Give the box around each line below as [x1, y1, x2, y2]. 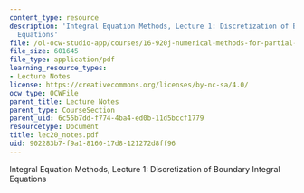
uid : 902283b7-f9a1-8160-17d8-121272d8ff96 [9, 139, 176, 148]
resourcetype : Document [9, 123, 100, 132]
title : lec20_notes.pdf [9, 131, 100, 140]
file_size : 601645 [9, 47, 79, 56]
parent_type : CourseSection [9, 106, 116, 115]
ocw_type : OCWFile [9, 88, 79, 97]
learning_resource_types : [9, 64, 107, 73]
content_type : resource [9, 13, 100, 23]
